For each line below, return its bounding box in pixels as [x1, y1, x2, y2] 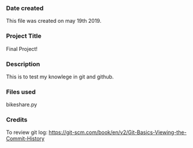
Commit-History [6, 135, 45, 142]
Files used [6, 88, 36, 96]
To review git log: [6, 129, 48, 136]
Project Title [6, 32, 42, 40]
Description [6, 60, 40, 68]
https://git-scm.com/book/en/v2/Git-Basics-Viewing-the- [49, 129, 187, 136]
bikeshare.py [6, 101, 37, 108]
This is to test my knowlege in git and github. [6, 73, 114, 80]
